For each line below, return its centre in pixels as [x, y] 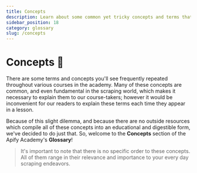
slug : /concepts [26, 33]
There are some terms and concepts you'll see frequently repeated [87, 79]
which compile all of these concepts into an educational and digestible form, [98, 127]
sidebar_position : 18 [33, 22]
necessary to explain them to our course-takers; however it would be [89, 97]
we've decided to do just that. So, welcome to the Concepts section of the [96, 134]
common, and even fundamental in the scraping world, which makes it [91, 91]
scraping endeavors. [45, 164]
